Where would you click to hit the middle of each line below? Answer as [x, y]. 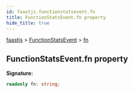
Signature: [20, 73]
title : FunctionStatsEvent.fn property [56, 17]
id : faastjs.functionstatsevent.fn [51, 12]
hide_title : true [28, 23]
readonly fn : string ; [33, 85]
